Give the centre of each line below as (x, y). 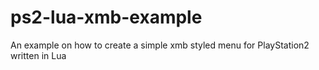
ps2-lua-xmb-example (106, 17)
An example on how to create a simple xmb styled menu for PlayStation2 (160, 45)
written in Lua (38, 55)
